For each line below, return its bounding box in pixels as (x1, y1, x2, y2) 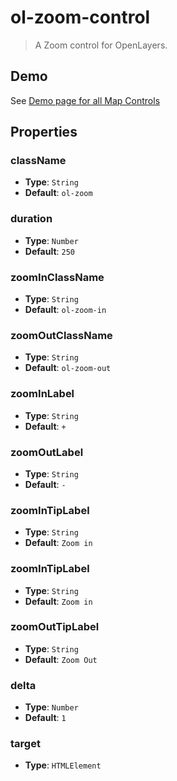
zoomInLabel (10, 387, 75, 401)
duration (10, 212, 53, 226)
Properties (10, 124, 78, 141)
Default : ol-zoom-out (24, 362, 112, 374)
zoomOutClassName (10, 328, 113, 342)
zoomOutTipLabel (10, 620, 100, 634)
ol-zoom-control (10, 6, 151, 29)
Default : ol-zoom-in (24, 304, 107, 316)
